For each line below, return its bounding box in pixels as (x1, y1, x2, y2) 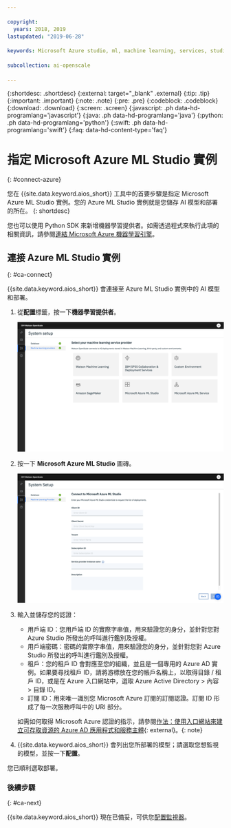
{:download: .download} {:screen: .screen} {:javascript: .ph (7, 103, 174, 112)
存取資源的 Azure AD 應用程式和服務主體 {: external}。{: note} (29, 725, 203, 734)
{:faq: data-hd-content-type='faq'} (68, 125, 167, 134)
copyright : (7, 18, 38, 25)
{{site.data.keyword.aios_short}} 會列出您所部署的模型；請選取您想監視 (16, 741, 219, 749)
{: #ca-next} (7, 798, 42, 807)
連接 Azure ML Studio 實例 (7, 251, 120, 263)
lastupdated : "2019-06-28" (7, 33, 85, 40)
